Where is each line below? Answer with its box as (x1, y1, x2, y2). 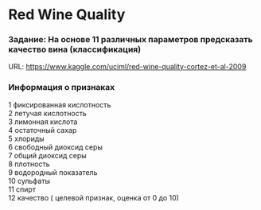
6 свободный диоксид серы (8, 142, 103, 152)
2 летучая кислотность (8, 108, 88, 118)
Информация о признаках (8, 82, 115, 93)
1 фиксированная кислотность (8, 99, 111, 109)
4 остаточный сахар (8, 125, 77, 134)
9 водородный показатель (8, 167, 98, 177)
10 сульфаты (8, 176, 50, 185)
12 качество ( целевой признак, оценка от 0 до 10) (8, 192, 179, 202)
